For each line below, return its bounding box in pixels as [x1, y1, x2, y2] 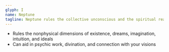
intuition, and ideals [12, 36, 53, 42]
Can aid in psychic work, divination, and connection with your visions [12, 41, 156, 47]
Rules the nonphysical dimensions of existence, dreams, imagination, [12, 31, 156, 37]
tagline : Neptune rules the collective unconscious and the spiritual [5, 17, 156, 22]
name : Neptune [5, 12, 35, 17]
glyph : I [5, 7, 24, 13]
